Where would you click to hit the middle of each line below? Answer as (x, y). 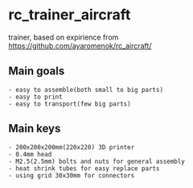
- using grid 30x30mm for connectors (72, 175)
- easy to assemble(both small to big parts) (86, 90)
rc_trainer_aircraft (70, 15)
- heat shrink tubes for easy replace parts (84, 168)
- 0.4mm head (30, 154)
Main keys (35, 129)
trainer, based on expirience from (64, 37)
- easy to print (35, 97)
